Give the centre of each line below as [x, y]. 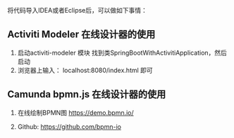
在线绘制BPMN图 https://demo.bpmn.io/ [75, 112]
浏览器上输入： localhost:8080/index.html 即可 [85, 70]
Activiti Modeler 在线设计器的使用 [81, 35]
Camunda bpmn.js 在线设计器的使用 [87, 94]
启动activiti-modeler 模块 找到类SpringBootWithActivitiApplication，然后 [122, 53]
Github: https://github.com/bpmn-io [69, 126]
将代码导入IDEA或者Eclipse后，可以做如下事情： [78, 10]
